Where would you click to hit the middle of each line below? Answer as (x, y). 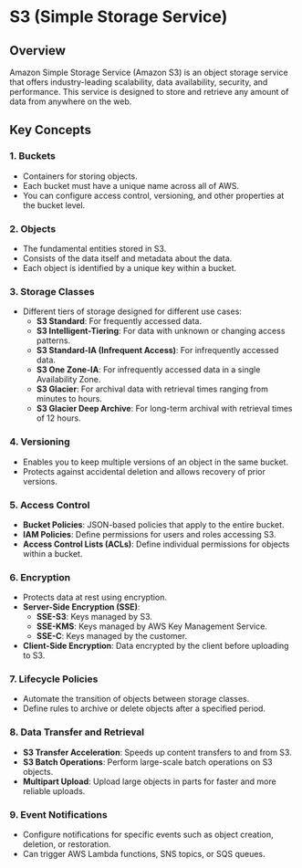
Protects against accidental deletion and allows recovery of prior (144, 471)
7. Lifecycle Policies (54, 679)
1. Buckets (33, 156)
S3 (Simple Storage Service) (119, 17)
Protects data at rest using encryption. (94, 597)
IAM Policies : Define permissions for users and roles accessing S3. (149, 534)
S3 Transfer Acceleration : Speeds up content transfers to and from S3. (157, 752)
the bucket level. (54, 205)
